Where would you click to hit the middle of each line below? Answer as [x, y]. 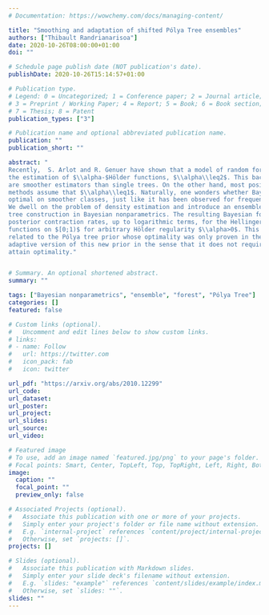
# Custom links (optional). [55, 324]
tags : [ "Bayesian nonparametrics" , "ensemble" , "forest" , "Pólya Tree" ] [132, 295]
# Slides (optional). [44, 561]
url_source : [28, 428]
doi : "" [21, 53]
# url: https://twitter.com [59, 354]
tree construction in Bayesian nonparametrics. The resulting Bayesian [130, 215]
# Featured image [37, 450]
